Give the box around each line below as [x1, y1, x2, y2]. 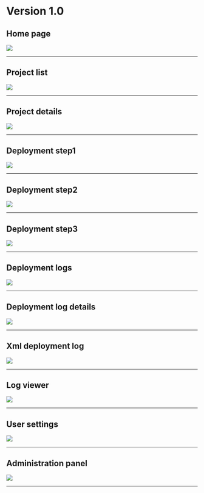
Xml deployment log [6, 341, 84, 351]
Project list [6, 67, 48, 78]
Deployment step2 [6, 184, 78, 195]
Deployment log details [6, 302, 96, 312]
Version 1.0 [6, 4, 64, 18]
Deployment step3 [6, 224, 78, 234]
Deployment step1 [6, 146, 76, 156]
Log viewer [6, 380, 50, 390]
